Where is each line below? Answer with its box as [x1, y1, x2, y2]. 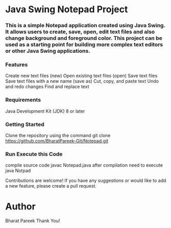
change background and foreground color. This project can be [5, 35, 162, 42]
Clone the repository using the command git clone [5, 132, 111, 139]
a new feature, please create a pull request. [5, 183, 97, 189]
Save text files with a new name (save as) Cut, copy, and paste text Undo [5, 78, 159, 84]
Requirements [5, 96, 41, 103]
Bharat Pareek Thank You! [5, 218, 60, 224]
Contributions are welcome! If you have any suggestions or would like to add [5, 177, 166, 184]
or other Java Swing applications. [5, 48, 90, 55]
